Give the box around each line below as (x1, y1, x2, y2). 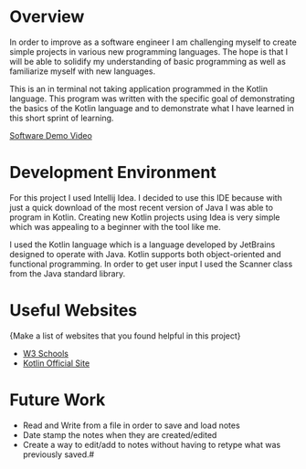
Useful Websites (9, 300, 138, 321)
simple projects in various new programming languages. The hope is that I (9, 46, 289, 57)
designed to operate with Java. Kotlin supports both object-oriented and (9, 248, 281, 259)
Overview (9, 6, 85, 27)
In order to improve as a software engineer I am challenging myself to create (9, 36, 297, 47)
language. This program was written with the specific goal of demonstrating (9, 93, 295, 104)
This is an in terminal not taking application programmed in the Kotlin (9, 83, 268, 94)
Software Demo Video (9, 130, 93, 141)
